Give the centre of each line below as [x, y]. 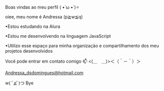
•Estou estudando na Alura [33, 26]
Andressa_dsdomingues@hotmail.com [44, 73]
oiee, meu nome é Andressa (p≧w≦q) [44, 17]
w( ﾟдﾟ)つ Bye [19, 83]
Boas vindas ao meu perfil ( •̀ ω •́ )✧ [42, 7]
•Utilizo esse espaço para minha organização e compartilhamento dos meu [82, 46]
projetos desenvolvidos [29, 51]
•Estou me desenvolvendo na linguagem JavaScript [58, 36]
